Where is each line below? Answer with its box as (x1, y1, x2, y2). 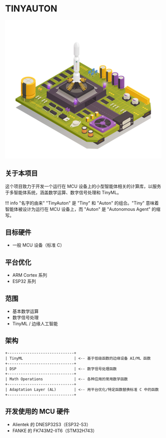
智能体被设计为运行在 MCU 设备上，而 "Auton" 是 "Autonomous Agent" (5, 206, 151, 212)
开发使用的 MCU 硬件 (5, 407, 70, 416)
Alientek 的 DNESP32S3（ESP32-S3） (12, 421, 91, 427)
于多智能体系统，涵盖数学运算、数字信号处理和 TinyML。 (5, 189, 121, 195)
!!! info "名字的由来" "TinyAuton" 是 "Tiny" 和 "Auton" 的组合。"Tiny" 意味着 (5, 200, 159, 206)
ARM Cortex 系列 (12, 272, 48, 278)
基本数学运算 (12, 308, 39, 314)
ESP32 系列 (12, 278, 36, 285)
